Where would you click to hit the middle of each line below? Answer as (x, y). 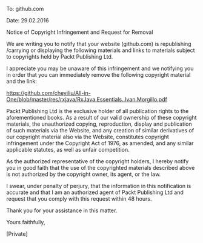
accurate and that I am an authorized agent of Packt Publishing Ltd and (95, 192)
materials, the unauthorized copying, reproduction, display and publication (99, 124)
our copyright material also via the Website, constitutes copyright (88, 137)
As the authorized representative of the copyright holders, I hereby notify (98, 161)
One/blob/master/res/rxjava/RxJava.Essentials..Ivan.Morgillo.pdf (87, 99)
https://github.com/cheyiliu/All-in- (48, 93)
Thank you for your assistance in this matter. (62, 210)
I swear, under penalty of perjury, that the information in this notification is (99, 186)
